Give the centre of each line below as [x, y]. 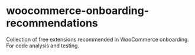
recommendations [52, 23]
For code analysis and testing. [43, 46]
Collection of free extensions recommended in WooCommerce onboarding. [97, 39]
